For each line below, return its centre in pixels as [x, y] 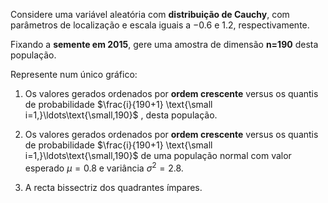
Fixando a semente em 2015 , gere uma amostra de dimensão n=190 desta [164, 44]
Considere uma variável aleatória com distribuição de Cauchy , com [150, 14]
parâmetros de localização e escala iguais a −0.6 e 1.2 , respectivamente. [160, 25]
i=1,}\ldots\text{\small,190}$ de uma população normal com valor [158, 155]
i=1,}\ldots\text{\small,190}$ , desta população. [121, 115]
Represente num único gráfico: [74, 74]
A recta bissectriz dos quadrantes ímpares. [113, 187]
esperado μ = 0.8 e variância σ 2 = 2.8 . [104, 167]
